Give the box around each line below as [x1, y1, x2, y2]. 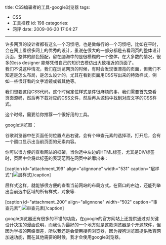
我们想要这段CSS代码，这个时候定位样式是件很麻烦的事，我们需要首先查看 [5, 89, 157, 95]
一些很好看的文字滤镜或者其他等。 [9, 78, 79, 84]
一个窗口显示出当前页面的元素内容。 [5, 139, 79, 144]
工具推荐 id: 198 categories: [12, 20, 69, 26]
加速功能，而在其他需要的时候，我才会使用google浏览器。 [5, 234, 124, 240]
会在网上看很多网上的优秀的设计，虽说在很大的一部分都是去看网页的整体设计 [5, 47, 161, 53]
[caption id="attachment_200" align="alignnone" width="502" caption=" [5, 199, 153, 205]
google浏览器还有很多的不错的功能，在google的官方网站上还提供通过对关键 [5, 216, 159, 221]
